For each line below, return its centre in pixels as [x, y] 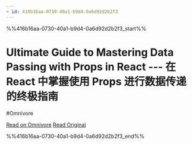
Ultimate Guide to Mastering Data [90, 52]
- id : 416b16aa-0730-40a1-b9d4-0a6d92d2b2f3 [62, 12]
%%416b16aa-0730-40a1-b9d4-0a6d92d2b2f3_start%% [76, 28]
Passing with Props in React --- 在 [91, 67]
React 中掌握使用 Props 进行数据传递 [96, 81]
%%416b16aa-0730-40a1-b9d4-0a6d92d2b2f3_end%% [75, 136]
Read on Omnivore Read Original [46, 124]
